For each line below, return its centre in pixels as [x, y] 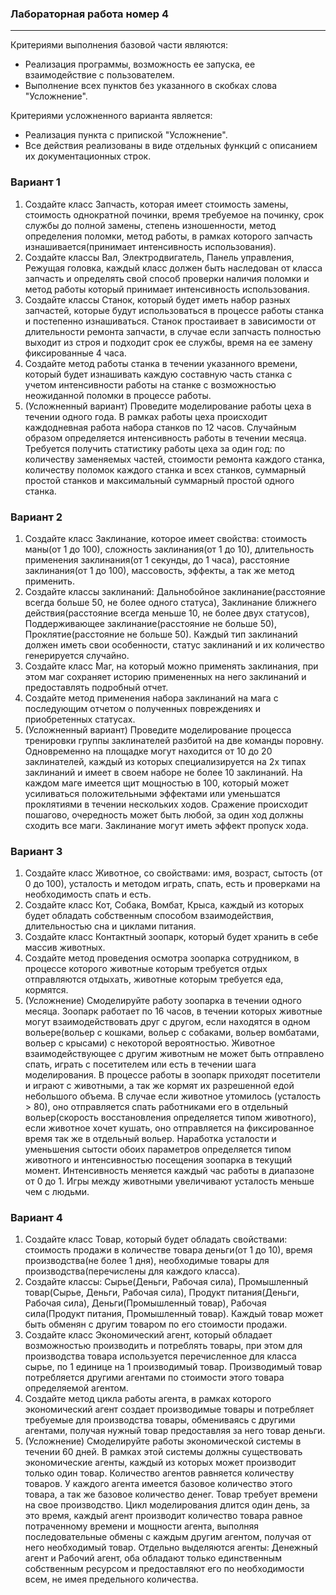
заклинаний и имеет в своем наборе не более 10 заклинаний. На [163, 772]
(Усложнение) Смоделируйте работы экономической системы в [163, 1441]
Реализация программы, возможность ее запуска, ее [140, 64]
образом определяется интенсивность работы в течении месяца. [165, 438]
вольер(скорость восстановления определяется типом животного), [170, 1118]
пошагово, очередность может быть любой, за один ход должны [164, 814]
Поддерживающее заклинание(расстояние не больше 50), [150, 623]
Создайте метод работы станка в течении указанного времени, [161, 363]
